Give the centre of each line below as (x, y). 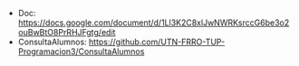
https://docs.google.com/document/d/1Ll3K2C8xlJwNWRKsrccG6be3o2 (154, 23)
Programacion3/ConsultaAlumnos (81, 52)
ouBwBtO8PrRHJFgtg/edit (67, 32)
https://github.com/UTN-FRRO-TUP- (157, 42)
